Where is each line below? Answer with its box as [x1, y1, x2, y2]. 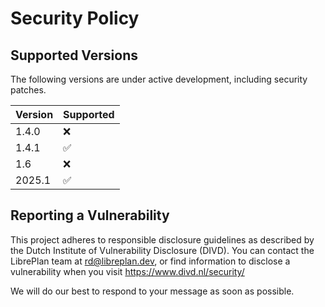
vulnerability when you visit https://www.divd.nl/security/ [10, 265, 245, 277]
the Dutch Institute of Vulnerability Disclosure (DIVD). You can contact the [10, 244, 315, 256]
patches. [10, 84, 47, 96]
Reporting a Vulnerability [10, 207, 170, 224]
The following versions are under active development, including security [10, 73, 308, 85]
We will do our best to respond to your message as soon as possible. [10, 285, 295, 297]
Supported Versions [10, 47, 138, 64]
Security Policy [10, 7, 140, 30]
